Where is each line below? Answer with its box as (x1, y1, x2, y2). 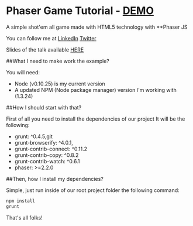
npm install (6, 198, 35, 204)
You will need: (6, 69, 40, 76)
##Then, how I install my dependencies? (6, 175, 104, 182)
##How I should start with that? (6, 104, 82, 111)
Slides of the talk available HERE (6, 46, 84, 53)
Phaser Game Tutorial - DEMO (6, 4, 154, 18)
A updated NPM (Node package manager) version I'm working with (14, 86, 177, 93)
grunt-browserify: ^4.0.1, (14, 139, 73, 146)
